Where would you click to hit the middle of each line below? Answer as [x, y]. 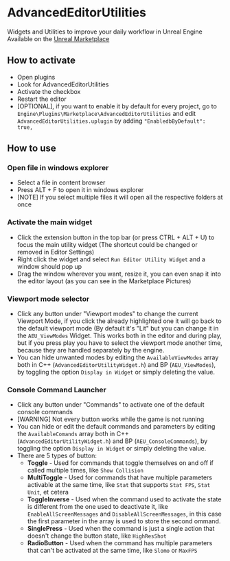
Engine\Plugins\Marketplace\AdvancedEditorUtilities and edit [106, 113]
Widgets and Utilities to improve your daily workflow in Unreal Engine [105, 32]
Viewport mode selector [48, 298]
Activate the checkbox [49, 91]
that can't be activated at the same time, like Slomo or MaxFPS [112, 551]
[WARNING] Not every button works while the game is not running [111, 419]
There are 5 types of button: [57, 456]
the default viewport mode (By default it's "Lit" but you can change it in [118, 329]
